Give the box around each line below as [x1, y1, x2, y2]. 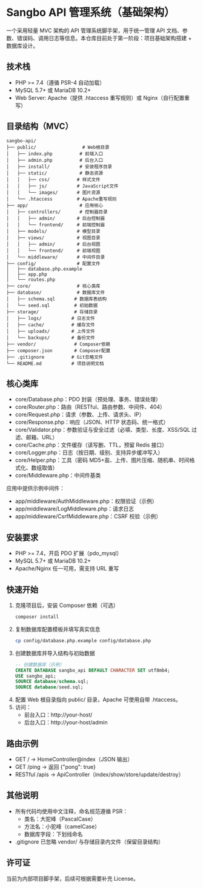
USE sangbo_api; [15, 673, 56, 679]
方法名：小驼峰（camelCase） [24, 822, 101, 830]
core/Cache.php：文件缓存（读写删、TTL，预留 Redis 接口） [15, 442, 168, 449]
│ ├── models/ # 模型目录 [6, 228, 101, 234]
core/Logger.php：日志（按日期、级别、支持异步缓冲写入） [15, 449, 164, 456]
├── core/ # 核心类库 [6, 283, 101, 289]
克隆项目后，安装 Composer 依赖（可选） [15, 602, 119, 609]
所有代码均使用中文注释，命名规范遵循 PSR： [15, 807, 128, 815]
